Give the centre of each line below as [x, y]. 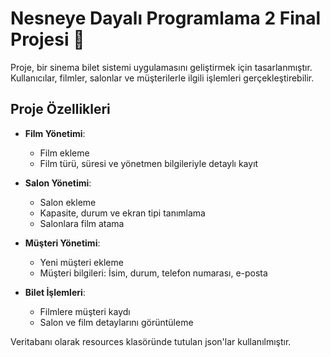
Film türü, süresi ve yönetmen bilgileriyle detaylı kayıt [149, 163]
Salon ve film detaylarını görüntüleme [116, 322]
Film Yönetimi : [55, 133]
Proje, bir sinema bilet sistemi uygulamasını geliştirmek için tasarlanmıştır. [161, 67]
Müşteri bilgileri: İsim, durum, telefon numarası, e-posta [153, 273]
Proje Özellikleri [60, 109]
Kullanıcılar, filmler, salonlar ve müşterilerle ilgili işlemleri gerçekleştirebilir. [162, 78]
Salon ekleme [68, 202]
